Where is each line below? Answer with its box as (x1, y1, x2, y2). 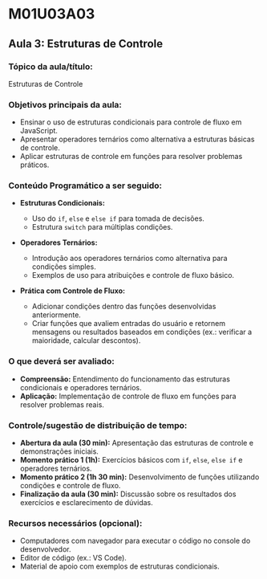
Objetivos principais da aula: (8, 99, 123, 110)
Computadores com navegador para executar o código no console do (19, 536, 251, 546)
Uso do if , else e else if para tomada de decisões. (31, 214, 204, 223)
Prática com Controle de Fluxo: (19, 286, 126, 296)
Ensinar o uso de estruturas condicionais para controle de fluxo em (19, 117, 242, 127)
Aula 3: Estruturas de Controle (8, 37, 163, 51)
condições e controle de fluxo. (19, 481, 121, 491)
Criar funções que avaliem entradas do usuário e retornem (31, 319, 226, 328)
